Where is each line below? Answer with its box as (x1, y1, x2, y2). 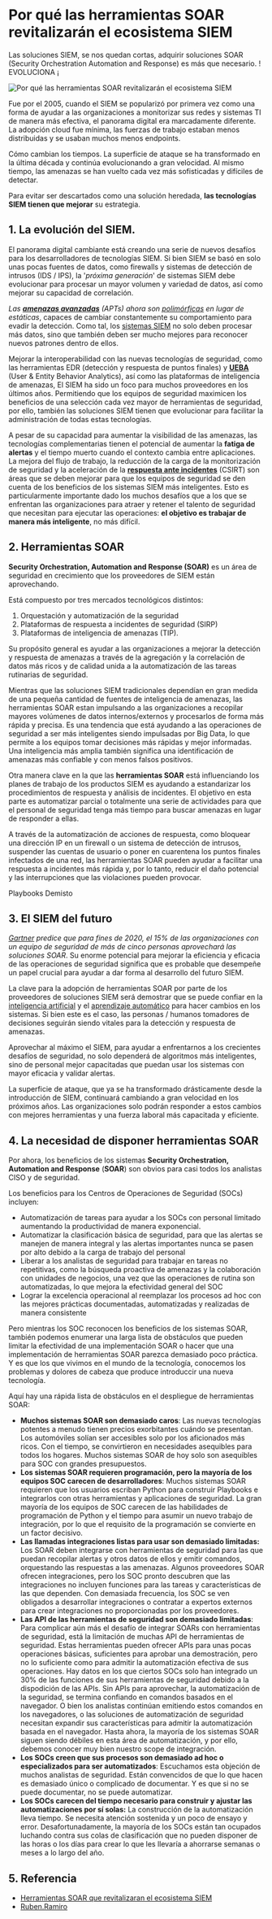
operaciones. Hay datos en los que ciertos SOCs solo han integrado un (19, 1666, 258, 1677)
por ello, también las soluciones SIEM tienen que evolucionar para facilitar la (8, 405, 264, 416)
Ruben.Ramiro (19, 1902, 68, 1911)
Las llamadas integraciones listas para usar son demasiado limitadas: (19, 1537, 260, 1546)
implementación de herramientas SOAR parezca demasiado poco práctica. (8, 1350, 258, 1359)
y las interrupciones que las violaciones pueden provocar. (8, 872, 201, 882)
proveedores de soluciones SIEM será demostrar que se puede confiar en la (8, 992, 263, 1002)
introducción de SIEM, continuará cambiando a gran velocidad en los (8, 1093, 240, 1103)
